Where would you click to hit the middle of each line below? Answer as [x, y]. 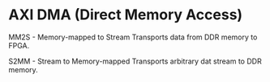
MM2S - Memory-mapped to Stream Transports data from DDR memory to [133, 37]
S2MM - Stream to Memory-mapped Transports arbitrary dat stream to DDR [135, 61]
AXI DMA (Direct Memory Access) [126, 15]
